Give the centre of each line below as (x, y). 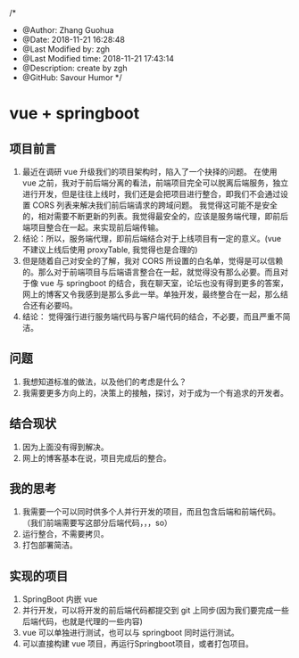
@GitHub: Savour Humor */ (72, 78)
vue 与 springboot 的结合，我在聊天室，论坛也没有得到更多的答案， (164, 283)
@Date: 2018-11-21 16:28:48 (73, 40)
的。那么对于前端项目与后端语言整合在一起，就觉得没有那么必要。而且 (151, 272)
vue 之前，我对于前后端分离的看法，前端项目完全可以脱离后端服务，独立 (155, 183)
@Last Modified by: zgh (66, 49)
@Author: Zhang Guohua (68, 30)
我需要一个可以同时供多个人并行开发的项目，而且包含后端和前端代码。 (151, 512)
